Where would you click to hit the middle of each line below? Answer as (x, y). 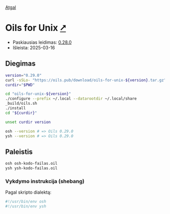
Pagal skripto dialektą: (28, 192)
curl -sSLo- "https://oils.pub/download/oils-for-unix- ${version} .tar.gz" (86, 80)
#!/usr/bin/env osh (26, 202)
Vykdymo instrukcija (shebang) (45, 181)
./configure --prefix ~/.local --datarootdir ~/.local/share (71, 99)
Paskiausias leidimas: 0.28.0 (42, 42)
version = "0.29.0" (24, 75)
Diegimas (20, 64)
